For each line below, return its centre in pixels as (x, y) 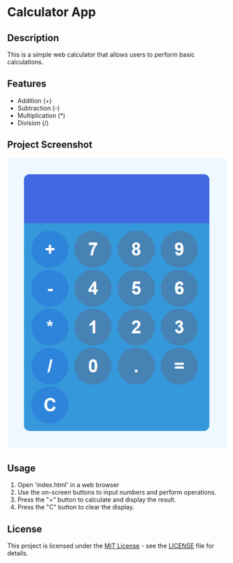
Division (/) (33, 123)
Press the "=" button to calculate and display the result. (97, 500)
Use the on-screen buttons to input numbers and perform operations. (117, 493)
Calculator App (51, 12)
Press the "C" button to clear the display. (76, 507)
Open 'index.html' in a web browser (68, 485)
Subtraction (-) (39, 108)
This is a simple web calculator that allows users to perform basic (101, 54)
